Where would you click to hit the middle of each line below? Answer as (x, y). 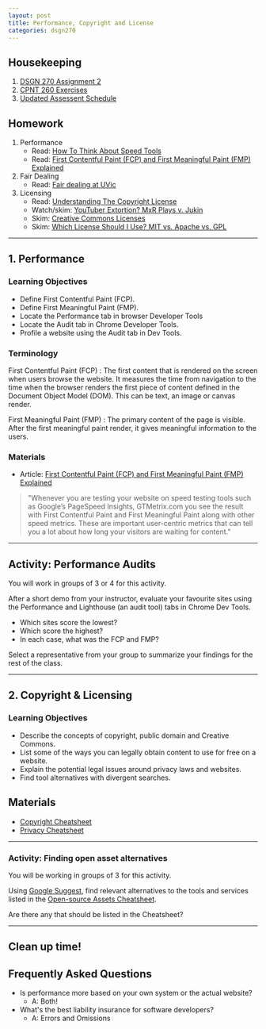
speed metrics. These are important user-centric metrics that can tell (140, 524)
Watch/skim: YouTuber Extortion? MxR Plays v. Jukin (117, 210)
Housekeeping (45, 62)
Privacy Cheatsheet (52, 830)
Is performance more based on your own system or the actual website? (136, 993)
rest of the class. (36, 663)
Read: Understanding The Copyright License (104, 202)
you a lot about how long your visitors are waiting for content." (129, 532)
